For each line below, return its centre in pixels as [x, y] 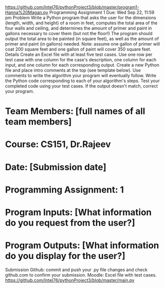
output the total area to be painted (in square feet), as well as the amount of [82, 39]
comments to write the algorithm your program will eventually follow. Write [81, 75]
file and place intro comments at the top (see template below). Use [73, 70]
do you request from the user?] [70, 223]
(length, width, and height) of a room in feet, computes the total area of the [81, 23]
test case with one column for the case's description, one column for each [81, 60]
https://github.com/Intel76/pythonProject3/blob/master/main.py [70, 280]
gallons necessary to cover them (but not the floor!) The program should [79, 33]
